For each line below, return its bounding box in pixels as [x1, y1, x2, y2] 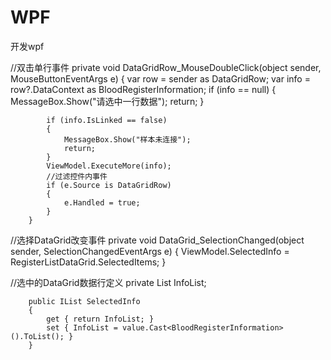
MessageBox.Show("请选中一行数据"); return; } [10, 95, 205, 107]
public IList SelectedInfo [28, 296, 141, 306]
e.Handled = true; [63, 197, 141, 208]
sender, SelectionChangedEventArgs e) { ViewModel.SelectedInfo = [10, 245, 290, 257]
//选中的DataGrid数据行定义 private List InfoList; [10, 276, 207, 288]
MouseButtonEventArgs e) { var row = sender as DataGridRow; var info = [10, 72, 311, 85]
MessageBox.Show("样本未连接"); [63, 134, 192, 145]
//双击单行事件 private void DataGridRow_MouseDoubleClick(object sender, [10, 61, 322, 73]
